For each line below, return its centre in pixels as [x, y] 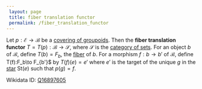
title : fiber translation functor [52, 17]
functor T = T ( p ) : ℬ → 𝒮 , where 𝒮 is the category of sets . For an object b [99, 47]
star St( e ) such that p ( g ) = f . [41, 69]
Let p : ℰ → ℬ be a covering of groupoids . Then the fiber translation [91, 40]
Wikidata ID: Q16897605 [36, 80]
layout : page [25, 12]
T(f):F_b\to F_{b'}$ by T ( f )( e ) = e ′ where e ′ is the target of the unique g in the [101, 62]
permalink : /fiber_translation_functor [59, 23]
